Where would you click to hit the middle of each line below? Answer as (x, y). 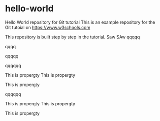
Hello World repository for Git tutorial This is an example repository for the (80, 22)
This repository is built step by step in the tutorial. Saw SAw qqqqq (73, 37)
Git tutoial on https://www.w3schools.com (48, 27)
